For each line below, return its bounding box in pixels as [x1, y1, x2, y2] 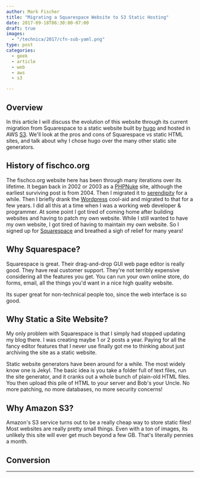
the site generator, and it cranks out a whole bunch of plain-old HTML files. [6, 373, 190, 380]
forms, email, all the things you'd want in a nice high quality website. [6, 279, 174, 286]
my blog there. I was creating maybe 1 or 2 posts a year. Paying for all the [6, 336, 186, 343]
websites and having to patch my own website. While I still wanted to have [6, 214, 189, 221]
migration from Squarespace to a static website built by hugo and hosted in [6, 124, 190, 132]
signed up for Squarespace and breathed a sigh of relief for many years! [6, 227, 183, 234]
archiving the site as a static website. [6, 349, 97, 356]
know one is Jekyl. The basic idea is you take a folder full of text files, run [6, 367, 186, 374]
